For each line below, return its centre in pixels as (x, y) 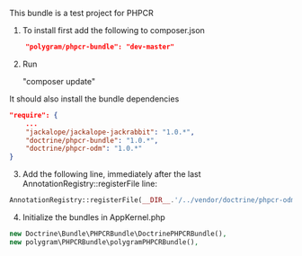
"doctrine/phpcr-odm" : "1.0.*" (84, 149)
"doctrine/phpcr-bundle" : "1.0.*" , (92, 140)
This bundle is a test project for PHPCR (82, 13)
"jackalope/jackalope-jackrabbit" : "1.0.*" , (110, 132)
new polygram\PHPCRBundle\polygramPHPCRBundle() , (104, 242)
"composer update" (59, 81)
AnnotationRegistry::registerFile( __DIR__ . (92, 200)
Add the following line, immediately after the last (111, 174)
